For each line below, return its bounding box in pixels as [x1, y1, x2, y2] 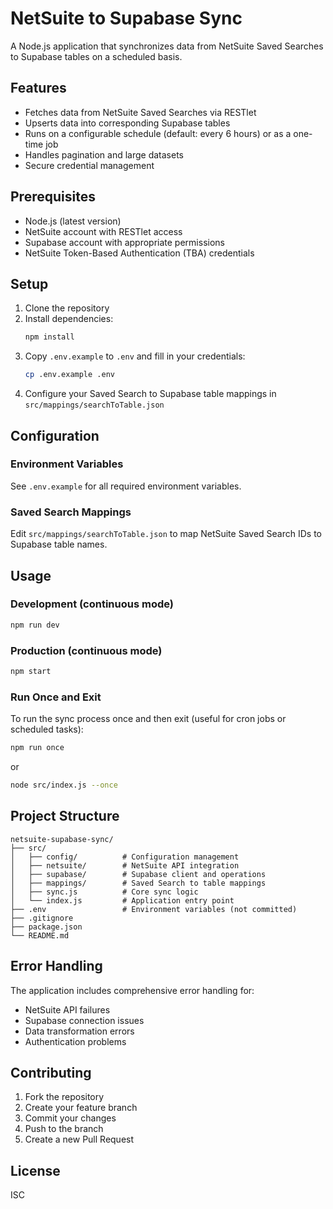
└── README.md [10, 930, 70, 941]
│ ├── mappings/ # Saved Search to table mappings [10, 878, 267, 888]
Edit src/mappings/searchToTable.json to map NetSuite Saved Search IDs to [10, 528, 322, 540]
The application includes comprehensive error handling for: [10, 984, 255, 996]
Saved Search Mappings [10, 505, 132, 519]
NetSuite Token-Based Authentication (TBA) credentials [24, 247, 255, 259]
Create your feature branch [24, 1102, 138, 1114]
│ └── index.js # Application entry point [10, 895, 235, 906]
